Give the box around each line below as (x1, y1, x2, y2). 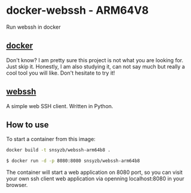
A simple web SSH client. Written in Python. (6, 102, 113, 109)
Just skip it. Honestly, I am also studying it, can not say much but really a (6, 63, 185, 70)
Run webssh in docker (6, 23, 61, 30)
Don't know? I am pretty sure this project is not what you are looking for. (6, 56, 184, 63)
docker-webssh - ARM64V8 (6, 4, 149, 17)
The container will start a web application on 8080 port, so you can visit (6, 169, 183, 176)
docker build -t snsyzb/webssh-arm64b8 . (6, 147, 111, 153)
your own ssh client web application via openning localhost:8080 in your (6, 175, 185, 182)
